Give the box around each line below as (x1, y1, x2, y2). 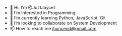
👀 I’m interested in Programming (9, 10, 76, 16)
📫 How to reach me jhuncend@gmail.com (9, 26, 97, 31)
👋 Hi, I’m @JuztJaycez (9, 5, 56, 10)
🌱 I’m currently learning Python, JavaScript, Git (9, 15, 106, 20)
